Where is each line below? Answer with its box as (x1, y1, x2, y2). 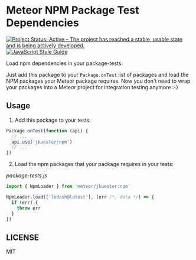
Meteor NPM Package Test (6, 4, 139, 17)
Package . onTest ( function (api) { (6, 128, 89, 134)
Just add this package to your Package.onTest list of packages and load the (6, 71, 189, 78)
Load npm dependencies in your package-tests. (6, 60, 123, 67)
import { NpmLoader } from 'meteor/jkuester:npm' (6, 184, 131, 190)
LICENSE (6, 232, 40, 242)
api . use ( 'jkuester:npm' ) (11, 139, 73, 145)
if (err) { (11, 199, 38, 206)
